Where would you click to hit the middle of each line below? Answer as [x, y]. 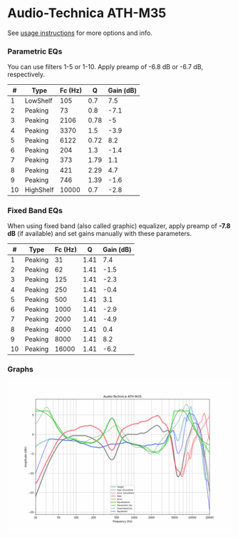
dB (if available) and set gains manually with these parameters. [100, 234]
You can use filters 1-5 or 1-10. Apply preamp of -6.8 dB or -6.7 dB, [105, 67]
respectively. [26, 75]
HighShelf [39, 190]
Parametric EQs [35, 51]
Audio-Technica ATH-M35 [87, 13]
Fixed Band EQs [35, 210]
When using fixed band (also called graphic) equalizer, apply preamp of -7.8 [119, 226]
